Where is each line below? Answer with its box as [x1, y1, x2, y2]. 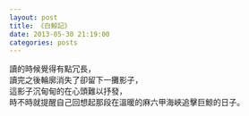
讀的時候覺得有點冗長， [9, 63, 96, 74]
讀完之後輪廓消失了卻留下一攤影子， [9, 75, 143, 86]
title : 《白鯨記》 [9, 21, 72, 30]
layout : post [9, 12, 58, 22]
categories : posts [9, 37, 78, 47]
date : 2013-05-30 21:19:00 [9, 29, 110, 38]
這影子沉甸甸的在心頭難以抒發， [9, 86, 127, 96]
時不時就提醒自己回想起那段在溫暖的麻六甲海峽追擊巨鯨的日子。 [9, 97, 245, 108]
